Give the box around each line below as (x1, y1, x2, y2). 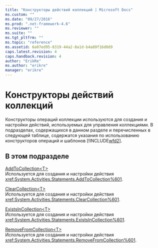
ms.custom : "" (5, 12, 35, 17)
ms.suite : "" (5, 30, 32, 35)
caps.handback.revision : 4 (5, 53, 61, 59)
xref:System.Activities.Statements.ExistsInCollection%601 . (5, 216, 126, 222)
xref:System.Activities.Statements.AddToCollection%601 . (5, 176, 123, 182)
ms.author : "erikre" (5, 63, 48, 68)
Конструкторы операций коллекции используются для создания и (5, 116, 147, 122)
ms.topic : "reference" (5, 40, 52, 45)
